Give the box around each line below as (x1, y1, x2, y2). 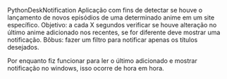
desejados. (7, 43, 39, 51)
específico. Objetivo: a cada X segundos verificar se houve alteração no (7, 21, 217, 29)
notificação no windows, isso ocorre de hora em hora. (7, 64, 164, 72)
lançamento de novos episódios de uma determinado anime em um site (7, 13, 215, 22)
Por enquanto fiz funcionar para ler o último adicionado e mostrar (7, 57, 197, 65)
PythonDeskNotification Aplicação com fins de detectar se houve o (7, 6, 203, 14)
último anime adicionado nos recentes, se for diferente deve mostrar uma (7, 28, 221, 36)
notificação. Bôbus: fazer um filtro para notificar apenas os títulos (7, 36, 198, 44)
